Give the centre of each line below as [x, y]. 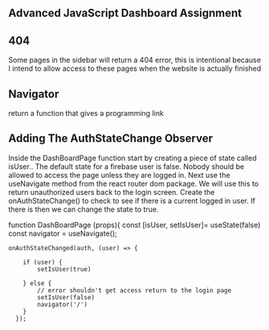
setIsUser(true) [64, 269]
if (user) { [43, 262]
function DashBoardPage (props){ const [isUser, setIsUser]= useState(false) [134, 225]
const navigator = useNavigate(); [63, 233]
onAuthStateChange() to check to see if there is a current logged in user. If [132, 200]
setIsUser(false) [66, 297]
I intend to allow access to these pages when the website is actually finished [135, 68]
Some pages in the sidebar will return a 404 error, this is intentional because [134, 60]
